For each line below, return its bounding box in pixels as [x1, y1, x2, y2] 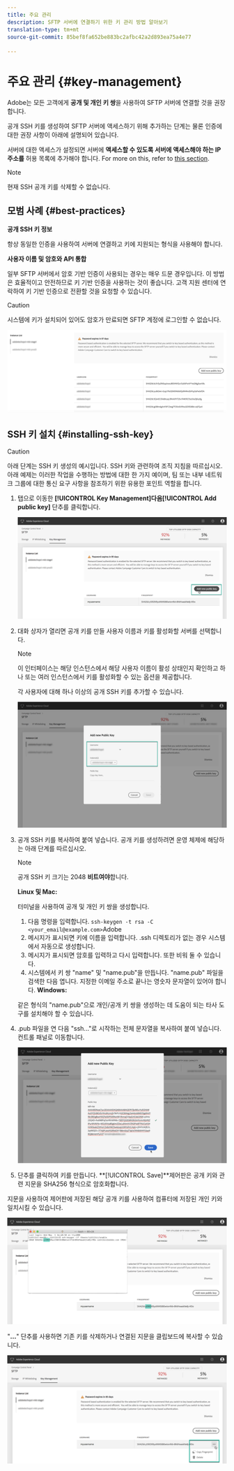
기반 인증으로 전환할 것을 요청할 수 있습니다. [33, 287, 152, 295]
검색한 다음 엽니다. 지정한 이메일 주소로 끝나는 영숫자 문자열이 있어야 [27, 977, 214, 985]
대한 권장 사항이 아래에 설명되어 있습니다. [7, 131, 119, 139]
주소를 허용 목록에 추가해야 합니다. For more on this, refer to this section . [7, 154, 210, 163]
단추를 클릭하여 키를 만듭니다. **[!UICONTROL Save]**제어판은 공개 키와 [17, 1171, 218, 1179]
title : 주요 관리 [7, 11, 52, 18]
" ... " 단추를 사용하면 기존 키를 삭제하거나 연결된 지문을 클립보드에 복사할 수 [7, 1332, 210, 1341]
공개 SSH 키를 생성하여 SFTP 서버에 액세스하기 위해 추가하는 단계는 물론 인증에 [7, 122, 223, 131]
